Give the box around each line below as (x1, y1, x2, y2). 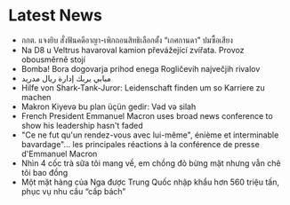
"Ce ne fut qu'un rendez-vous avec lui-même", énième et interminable (20, 130, 279, 140)
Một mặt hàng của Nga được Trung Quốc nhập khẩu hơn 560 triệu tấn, (20, 177, 280, 187)
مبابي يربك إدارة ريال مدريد (20, 73, 112, 83)
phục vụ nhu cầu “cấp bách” (20, 185, 126, 196)
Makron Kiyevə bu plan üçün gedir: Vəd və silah (20, 101, 197, 112)
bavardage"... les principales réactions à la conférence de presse (20, 138, 260, 149)
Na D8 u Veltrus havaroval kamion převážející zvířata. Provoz (20, 44, 245, 55)
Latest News (8, 5, 103, 26)
